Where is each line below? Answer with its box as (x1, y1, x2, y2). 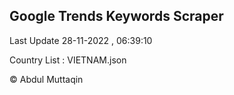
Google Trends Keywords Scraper (9, 8, 224, 25)
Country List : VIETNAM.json (9, 54, 127, 66)
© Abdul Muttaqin (9, 73, 84, 85)
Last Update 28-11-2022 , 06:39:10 (9, 34, 153, 46)
